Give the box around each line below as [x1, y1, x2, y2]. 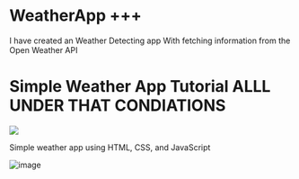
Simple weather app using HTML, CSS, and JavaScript [9, 141, 211, 153]
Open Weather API [9, 44, 78, 55]
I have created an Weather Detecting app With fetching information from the [9, 35, 291, 46]
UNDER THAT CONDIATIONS [9, 95, 226, 116]
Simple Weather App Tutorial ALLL [9, 76, 271, 97]
